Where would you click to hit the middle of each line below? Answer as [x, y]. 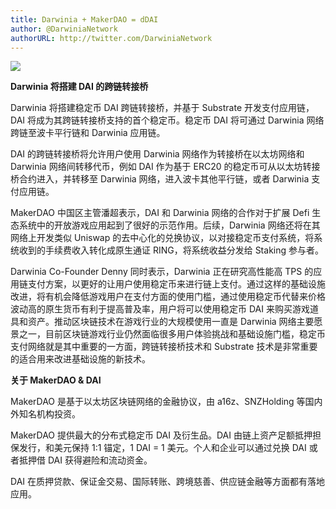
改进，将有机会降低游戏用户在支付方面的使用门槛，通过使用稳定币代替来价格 [168, 297]
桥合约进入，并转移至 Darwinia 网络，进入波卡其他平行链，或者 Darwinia [160, 179]
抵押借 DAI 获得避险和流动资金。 [85, 460]
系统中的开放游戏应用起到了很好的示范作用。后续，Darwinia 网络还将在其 [169, 225]
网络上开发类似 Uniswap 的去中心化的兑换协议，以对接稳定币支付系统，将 [162, 238]
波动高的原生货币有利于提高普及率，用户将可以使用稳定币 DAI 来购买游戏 [160, 309]
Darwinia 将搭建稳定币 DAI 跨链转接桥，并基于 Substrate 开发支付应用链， [162, 108]
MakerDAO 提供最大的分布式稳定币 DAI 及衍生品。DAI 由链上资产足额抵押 [161, 435]
